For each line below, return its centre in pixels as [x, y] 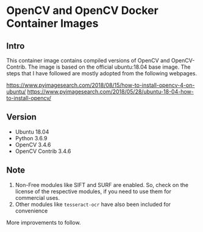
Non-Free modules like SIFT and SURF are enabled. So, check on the [102, 185]
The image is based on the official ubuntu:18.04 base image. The [109, 67]
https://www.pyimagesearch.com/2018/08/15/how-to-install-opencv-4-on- [101, 85]
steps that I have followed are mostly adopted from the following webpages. [102, 73]
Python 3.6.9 [31, 138]
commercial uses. [37, 197]
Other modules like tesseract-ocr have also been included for [93, 204]
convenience [31, 211]
